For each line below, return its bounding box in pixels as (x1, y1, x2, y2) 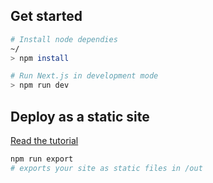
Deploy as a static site (10, 108, 150, 125)
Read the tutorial (10, 135, 79, 146)
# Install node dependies (10, 34, 118, 44)
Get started (10, 8, 83, 25)
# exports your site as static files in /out (10, 163, 203, 173)
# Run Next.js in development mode (10, 71, 159, 81)
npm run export (10, 154, 74, 164)
